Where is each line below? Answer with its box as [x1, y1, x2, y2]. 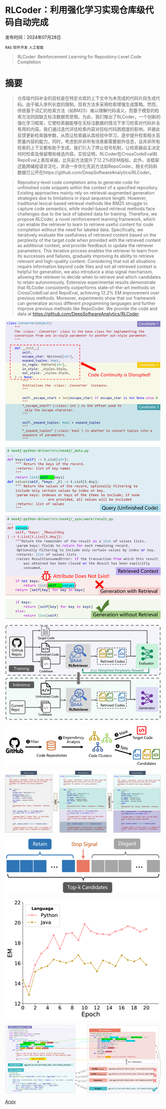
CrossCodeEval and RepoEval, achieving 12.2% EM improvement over [17, 290, 160, 296]
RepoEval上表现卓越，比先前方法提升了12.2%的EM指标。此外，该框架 [17, 157, 160, 163]
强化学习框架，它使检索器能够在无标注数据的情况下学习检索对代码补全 [17, 120, 161, 126]
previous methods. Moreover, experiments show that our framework [17, 295, 156, 301]
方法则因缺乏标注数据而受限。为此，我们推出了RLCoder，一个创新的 [21, 113, 161, 119]
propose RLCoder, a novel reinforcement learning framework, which [17, 216, 156, 222]
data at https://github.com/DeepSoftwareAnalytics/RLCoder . [17, 310, 140, 317]
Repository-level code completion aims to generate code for [17, 179, 140, 185]
